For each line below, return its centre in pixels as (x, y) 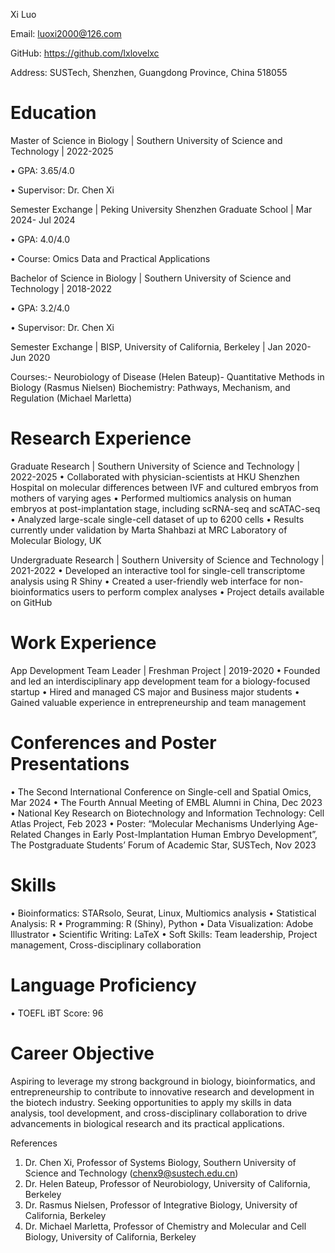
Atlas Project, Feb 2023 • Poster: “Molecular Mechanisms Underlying (153, 823)
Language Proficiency (103, 985)
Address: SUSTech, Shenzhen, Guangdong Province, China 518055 (149, 72)
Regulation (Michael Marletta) (71, 398)
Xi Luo (23, 14)
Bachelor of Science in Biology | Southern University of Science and (151, 278)
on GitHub (31, 602)
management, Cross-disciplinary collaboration (106, 945)
